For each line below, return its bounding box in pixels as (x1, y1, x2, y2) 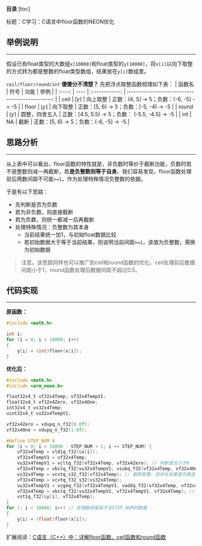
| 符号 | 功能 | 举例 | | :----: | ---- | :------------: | (6, 88, 126, 95)
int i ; (6, 331, 23, 337)
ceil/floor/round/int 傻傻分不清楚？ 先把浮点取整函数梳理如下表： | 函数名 (6, 80, 194, 87)
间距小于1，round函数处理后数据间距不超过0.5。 (20, 266, 141, 273)
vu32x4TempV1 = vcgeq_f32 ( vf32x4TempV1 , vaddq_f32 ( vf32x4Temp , (17, 482, 179, 489)
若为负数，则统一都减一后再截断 (14, 216, 94, 223)
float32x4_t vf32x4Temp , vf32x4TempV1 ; (6, 394, 106, 400)
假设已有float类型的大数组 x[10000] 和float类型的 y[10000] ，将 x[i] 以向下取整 (6, 60, 194, 67)
